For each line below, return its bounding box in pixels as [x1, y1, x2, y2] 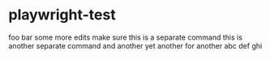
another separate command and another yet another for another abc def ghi [8, 40, 263, 50]
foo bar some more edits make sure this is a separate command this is [8, 32, 243, 42]
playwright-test [8, 6, 116, 24]
